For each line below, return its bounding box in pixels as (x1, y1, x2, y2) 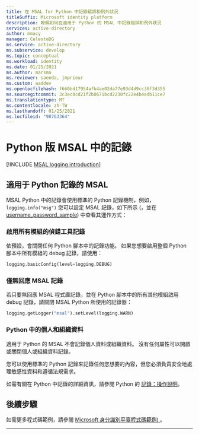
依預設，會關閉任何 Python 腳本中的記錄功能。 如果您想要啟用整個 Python (6, 242, 187, 249)
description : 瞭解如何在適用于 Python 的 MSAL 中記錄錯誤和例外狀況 (6, 20, 162, 26)
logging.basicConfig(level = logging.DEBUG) (6, 262, 113, 268)
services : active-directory (6, 25, 76, 31)
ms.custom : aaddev (6, 81, 52, 87)
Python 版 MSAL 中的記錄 (6, 141, 132, 154)
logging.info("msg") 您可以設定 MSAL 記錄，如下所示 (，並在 (6, 204, 157, 211)
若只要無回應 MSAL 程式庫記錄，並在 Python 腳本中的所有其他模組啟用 (6, 291, 179, 299)
